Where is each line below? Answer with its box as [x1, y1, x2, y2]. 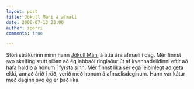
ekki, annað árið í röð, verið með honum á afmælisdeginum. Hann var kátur [6, 70, 186, 77]
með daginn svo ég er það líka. [6, 77, 80, 84]
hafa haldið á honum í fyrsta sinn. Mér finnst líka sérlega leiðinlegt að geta [6, 64, 184, 71]
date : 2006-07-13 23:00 [6, 19, 64, 25]
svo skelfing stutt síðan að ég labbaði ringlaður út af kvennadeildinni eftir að [6, 58, 188, 65]
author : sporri [6, 25, 43, 31]
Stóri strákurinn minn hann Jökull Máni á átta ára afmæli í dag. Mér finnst [6, 52, 181, 59]
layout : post [6, 8, 38, 15]
